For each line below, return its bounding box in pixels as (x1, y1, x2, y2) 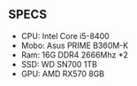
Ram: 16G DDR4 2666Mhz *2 (20, 49, 129, 60)
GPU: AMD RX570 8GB (20, 68, 105, 79)
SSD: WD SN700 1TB (20, 59, 98, 69)
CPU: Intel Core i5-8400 (20, 30, 110, 41)
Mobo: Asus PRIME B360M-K (20, 40, 129, 51)
